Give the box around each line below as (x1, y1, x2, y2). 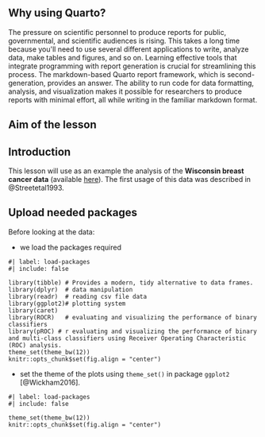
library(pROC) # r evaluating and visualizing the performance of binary (8, 327, 258, 335)
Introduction (8, 145, 71, 158)
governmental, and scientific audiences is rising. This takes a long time (8, 36, 240, 45)
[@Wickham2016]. (19, 377, 81, 387)
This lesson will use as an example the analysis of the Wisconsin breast (8, 166, 244, 176)
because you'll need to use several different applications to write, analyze (8, 44, 249, 54)
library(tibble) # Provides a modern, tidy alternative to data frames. (8, 278, 254, 287)
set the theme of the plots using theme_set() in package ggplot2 (19, 369, 230, 378)
